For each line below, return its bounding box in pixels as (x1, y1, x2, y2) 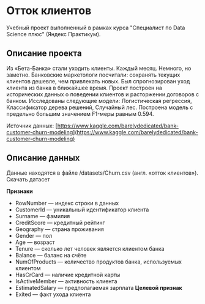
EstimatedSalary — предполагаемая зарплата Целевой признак (15, 284, 182, 291)
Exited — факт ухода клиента (15, 291, 91, 298)
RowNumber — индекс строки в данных (15, 199, 119, 207)
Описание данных (6, 153, 80, 163)
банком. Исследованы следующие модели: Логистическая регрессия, (6, 97, 192, 104)
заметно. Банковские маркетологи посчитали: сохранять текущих (6, 71, 181, 78)
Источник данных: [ (6, 122, 58, 129)
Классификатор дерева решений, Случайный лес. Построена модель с (6, 104, 193, 111)
